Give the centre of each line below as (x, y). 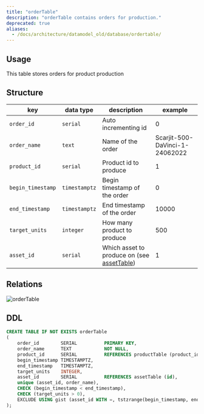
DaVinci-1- (172, 145)
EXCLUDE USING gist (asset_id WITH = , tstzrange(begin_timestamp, (103, 399)
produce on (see (126, 255)
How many (117, 222)
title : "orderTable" (32, 12)
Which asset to (124, 248)
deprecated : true (28, 23)
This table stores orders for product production (65, 73)
